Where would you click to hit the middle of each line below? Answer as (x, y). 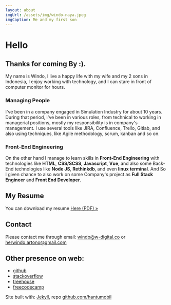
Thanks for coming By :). (46, 64)
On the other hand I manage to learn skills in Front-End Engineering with (82, 158)
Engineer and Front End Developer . (43, 180)
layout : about (21, 10)
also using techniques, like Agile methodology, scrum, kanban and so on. (83, 134)
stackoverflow (28, 276)
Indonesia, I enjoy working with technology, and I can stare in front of (79, 82)
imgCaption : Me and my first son (41, 20)
